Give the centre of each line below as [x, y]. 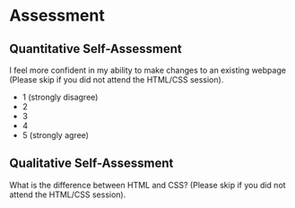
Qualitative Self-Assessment [91, 164]
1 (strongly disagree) [60, 97]
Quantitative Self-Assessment [95, 49]
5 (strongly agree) [56, 135]
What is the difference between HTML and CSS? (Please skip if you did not [147, 185]
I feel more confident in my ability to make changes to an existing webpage [148, 70]
